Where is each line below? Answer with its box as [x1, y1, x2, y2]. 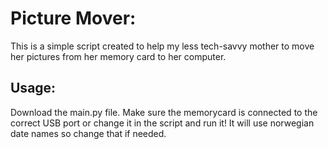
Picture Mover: [10, 7, 137, 30]
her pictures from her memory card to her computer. [10, 50, 227, 62]
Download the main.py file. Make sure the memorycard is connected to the [10, 106, 318, 118]
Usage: [10, 80, 57, 97]
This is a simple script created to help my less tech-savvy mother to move [10, 40, 315, 52]
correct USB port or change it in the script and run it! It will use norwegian [10, 117, 315, 129]
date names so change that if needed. [10, 127, 167, 139]
